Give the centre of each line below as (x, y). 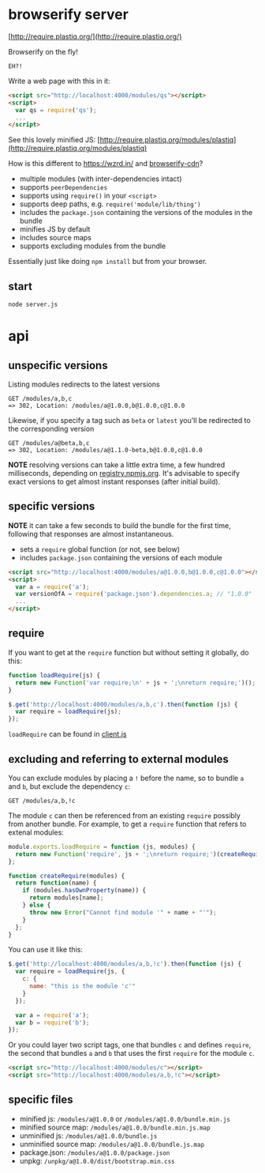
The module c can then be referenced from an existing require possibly (124, 815)
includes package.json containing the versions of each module (121, 557)
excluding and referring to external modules (118, 759)
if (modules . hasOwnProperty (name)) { (84, 891)
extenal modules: (36, 832)
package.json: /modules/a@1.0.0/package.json (95, 1152)
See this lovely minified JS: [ (54, 140)
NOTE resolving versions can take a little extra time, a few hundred (117, 465)
